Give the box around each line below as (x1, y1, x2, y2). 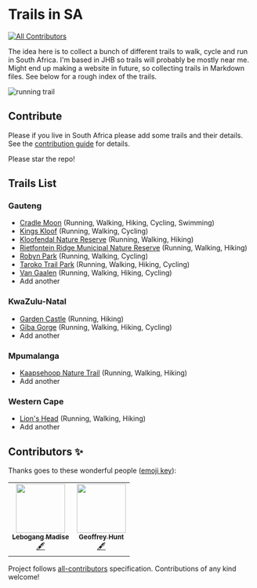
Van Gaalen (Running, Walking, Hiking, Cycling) (19, 268, 172, 278)
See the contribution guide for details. (8, 139, 131, 148)
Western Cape (8, 396, 64, 407)
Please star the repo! (8, 154, 76, 163)
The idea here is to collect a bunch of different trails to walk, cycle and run (8, 46, 248, 56)
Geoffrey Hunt (78, 532, 125, 542)
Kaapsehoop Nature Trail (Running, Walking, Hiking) (19, 368, 188, 378)
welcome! (8, 572, 40, 582)
